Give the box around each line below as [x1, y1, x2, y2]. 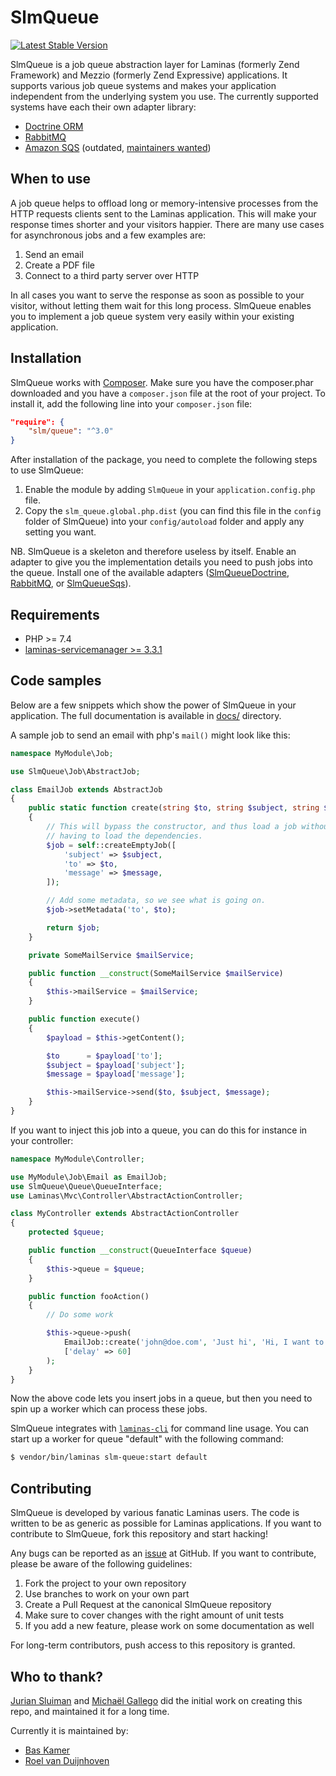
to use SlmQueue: [10, 464, 84, 476]
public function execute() [28, 1014, 141, 1025]
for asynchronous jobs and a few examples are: [10, 229, 207, 241]
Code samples [10, 672, 102, 690]
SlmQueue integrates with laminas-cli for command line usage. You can [10, 1422, 310, 1435]
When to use [10, 171, 92, 188]
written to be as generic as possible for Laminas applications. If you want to [10, 1517, 322, 1530]
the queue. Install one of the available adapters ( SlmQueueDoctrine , [10, 567, 290, 579]
